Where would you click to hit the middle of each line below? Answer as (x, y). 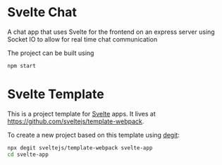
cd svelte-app (28, 154)
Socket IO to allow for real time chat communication (82, 39)
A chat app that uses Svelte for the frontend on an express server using (111, 32)
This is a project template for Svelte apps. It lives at (82, 114)
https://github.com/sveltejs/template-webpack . (76, 121)
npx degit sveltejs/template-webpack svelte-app (80, 148)
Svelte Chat (42, 12)
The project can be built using (51, 53)
